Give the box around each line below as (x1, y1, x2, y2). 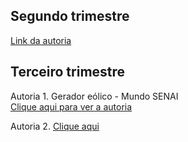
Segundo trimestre (10, 8, 130, 25)
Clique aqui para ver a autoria (10, 100, 133, 113)
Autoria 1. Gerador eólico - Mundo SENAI (10, 90, 179, 102)
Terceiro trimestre (10, 64, 126, 81)
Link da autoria (10, 34, 72, 46)
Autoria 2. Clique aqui (10, 120, 100, 132)
